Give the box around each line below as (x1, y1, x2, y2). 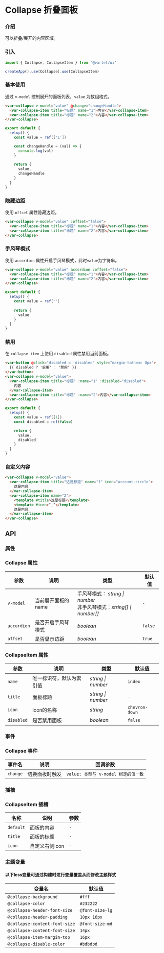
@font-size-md (80, 921, 113, 927)
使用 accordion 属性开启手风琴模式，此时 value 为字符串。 (5, 257, 120, 263)
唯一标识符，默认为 (32, 675, 77, 682)
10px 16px (80, 914, 102, 920)
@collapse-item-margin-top (7, 934, 70, 940)
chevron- (127, 705, 148, 710)
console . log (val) (18, 148, 54, 153)
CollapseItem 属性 (5, 651, 49, 658)
